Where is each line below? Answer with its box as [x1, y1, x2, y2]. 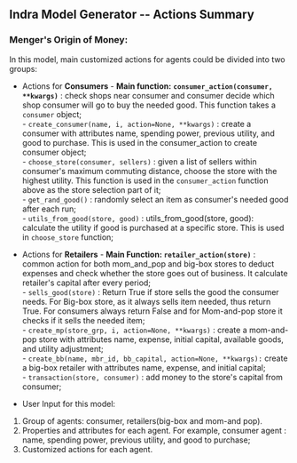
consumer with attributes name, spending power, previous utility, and [21, 128, 275, 139]
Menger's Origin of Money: [9, 34, 129, 46]
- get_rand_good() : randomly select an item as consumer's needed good [21, 194, 289, 204]
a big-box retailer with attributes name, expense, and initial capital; [21, 362, 266, 372]
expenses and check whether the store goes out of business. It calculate [21, 267, 288, 278]
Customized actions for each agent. [21, 443, 153, 454]
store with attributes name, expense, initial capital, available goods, [38, 333, 284, 345]
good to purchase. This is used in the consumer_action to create [21, 137, 258, 148]
